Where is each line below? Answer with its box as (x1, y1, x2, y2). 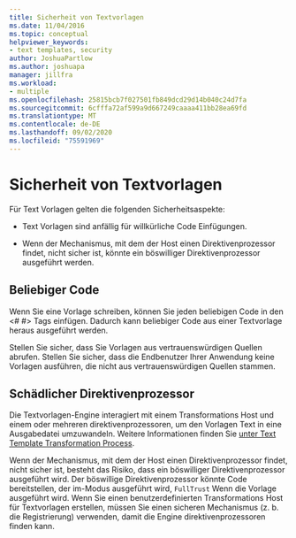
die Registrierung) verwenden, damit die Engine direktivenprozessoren (9, 511, 266, 522)
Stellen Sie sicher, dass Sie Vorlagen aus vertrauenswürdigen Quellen (9, 342, 263, 352)
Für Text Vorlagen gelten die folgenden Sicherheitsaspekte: (9, 204, 225, 214)
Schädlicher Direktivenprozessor (9, 386, 195, 401)
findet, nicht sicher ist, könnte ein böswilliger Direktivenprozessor (21, 247, 261, 257)
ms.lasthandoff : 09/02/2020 (9, 128, 113, 137)
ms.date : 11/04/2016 (9, 21, 86, 30)
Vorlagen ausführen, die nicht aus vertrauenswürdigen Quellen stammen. (9, 360, 276, 372)
